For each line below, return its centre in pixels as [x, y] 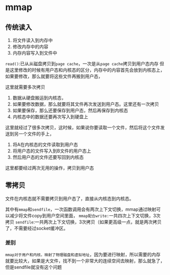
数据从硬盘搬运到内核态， [39, 98]
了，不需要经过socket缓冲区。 [37, 228]
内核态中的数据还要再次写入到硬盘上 [50, 117]
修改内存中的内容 [30, 47]
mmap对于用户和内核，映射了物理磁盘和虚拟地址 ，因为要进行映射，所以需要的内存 [83, 255]
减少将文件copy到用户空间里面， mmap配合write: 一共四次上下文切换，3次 [85, 215]
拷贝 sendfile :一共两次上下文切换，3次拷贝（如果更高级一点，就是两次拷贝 [83, 222]
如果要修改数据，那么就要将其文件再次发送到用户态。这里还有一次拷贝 [86, 104]
